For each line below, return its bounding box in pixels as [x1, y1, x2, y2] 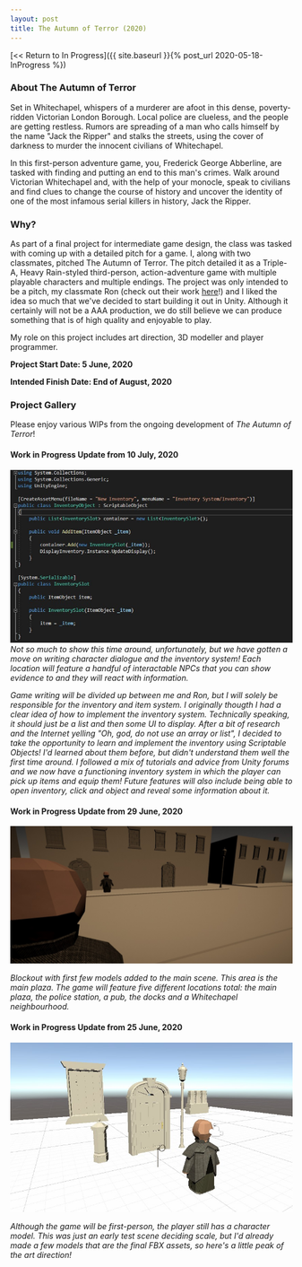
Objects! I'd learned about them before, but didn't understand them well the [10, 747, 290, 758]
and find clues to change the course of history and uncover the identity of [10, 186, 283, 197]
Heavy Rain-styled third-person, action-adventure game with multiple [20, 267, 277, 278]
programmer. [10, 342, 58, 353]
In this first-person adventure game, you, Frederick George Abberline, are [10, 157, 282, 168]
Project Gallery [10, 399, 77, 412]
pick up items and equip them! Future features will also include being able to [10, 776, 293, 787]
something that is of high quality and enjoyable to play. [10, 315, 212, 326]
